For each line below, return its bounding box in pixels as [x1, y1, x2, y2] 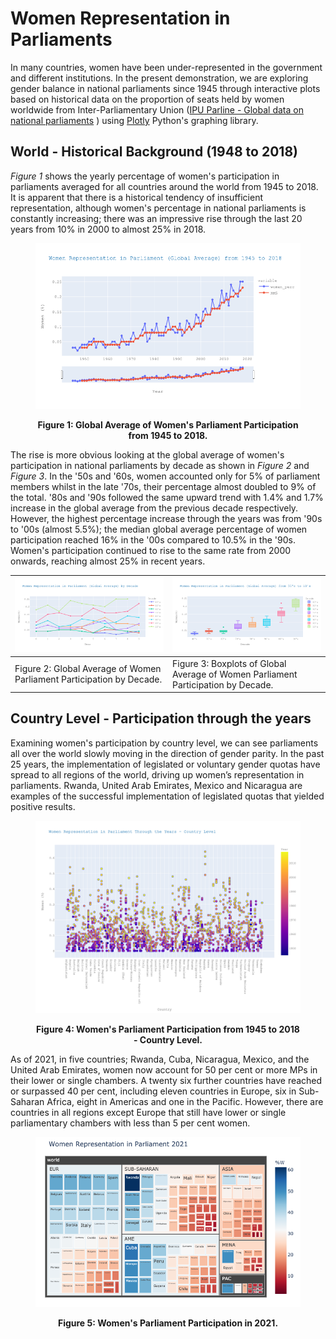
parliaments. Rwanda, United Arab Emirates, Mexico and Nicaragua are [10, 779, 303, 791]
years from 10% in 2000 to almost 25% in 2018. [10, 223, 207, 235]
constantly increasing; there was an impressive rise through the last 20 [10, 212, 303, 224]
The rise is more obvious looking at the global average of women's [10, 448, 285, 461]
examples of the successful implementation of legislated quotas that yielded [10, 790, 325, 802]
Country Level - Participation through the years [10, 710, 312, 727]
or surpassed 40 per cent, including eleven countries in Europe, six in [10, 1085, 297, 1097]
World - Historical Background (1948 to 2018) [10, 143, 298, 161]
